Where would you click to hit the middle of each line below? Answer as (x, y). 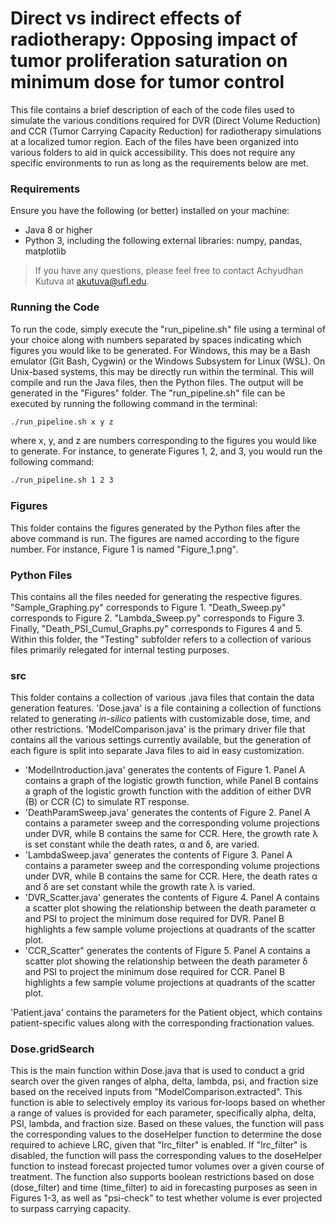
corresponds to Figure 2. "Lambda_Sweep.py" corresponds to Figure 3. (157, 618)
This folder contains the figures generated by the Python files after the (155, 528)
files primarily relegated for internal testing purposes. (120, 649)
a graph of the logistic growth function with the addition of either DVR (168, 791)
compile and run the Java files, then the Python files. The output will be (157, 382)
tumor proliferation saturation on (149, 61)
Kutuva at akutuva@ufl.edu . (92, 281)
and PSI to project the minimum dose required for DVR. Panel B (154, 919)
